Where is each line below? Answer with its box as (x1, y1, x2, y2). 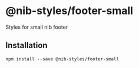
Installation (5, 40, 48, 50)
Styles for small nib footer (5, 23, 68, 30)
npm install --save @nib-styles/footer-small (5, 56, 119, 62)
